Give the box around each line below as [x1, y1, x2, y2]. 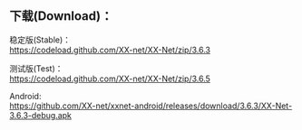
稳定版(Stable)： [9, 34, 71, 45]
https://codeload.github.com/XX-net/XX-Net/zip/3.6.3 [9, 44, 211, 55]
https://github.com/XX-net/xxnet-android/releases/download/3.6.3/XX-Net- [9, 100, 293, 111]
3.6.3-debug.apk [9, 109, 73, 120]
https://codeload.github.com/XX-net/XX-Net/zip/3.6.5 [9, 73, 211, 84]
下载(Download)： [9, 8, 113, 24]
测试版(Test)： [9, 62, 63, 74]
